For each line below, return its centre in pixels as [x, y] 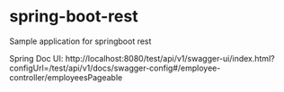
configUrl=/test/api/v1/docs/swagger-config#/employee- [115, 68]
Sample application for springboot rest [80, 41]
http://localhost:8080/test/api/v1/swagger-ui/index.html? [170, 58]
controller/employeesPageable [66, 77]
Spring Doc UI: [36, 58]
